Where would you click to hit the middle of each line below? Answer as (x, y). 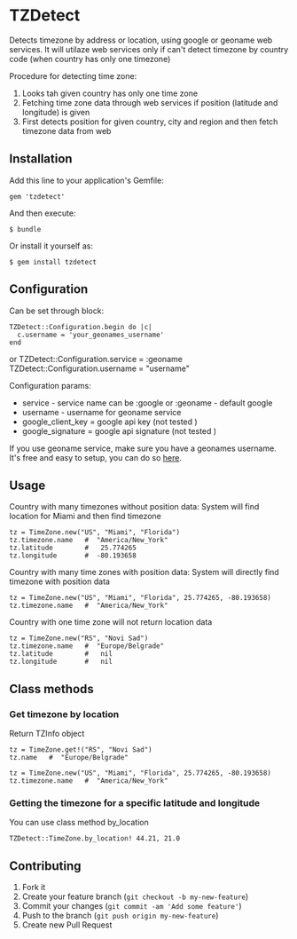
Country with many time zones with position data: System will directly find (144, 572)
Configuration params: (50, 385)
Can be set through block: (57, 311)
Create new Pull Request (67, 925)
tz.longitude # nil (61, 662)
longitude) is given (56, 112)
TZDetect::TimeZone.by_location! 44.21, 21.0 (94, 839)
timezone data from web (66, 130)
